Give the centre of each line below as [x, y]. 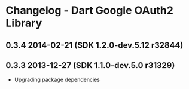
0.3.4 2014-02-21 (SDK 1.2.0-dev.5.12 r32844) [94, 45]
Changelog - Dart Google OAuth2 [90, 10]
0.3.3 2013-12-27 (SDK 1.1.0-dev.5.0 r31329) [90, 65]
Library [24, 23]
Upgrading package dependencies [57, 80]
